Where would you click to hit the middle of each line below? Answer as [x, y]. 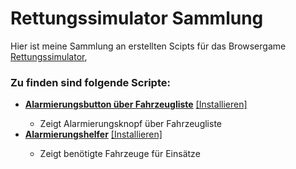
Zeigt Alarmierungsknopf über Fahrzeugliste [130, 124]
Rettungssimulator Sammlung [137, 18]
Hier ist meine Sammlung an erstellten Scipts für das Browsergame [148, 46]
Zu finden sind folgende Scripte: [90, 82]
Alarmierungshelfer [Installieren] [93, 134]
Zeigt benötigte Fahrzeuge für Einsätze [120, 154]
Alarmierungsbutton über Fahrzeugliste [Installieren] [136, 104]
